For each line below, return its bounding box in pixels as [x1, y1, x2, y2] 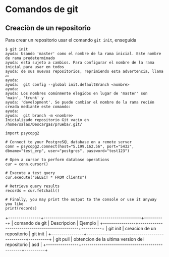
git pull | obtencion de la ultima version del [55, 236, 144, 242]
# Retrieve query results [5, 184, 60, 189]
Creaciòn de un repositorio [5, 24, 91, 32]
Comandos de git [5, 4, 78, 15]
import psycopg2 [5, 131, 39, 136]
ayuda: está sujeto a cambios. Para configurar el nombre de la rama [5, 60, 155, 65]
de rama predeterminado [5, 56, 55, 61]
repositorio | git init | [5, 231, 47, 237]
